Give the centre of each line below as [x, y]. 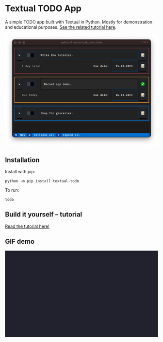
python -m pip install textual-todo [42, 181]
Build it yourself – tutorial [44, 215]
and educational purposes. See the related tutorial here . [61, 27]
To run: [12, 190]
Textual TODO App [43, 9]
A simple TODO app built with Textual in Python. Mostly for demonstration [79, 22]
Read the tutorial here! [27, 226]
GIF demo [20, 242]
